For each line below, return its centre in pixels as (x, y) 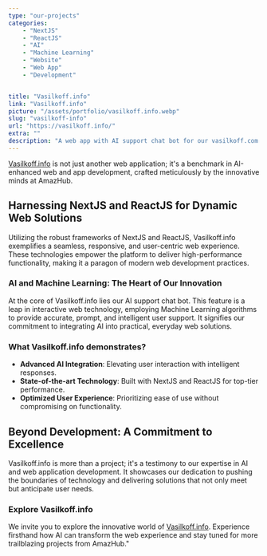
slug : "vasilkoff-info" (48, 119)
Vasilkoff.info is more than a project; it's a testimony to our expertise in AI (128, 463)
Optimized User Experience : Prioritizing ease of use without (119, 398)
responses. (38, 373)
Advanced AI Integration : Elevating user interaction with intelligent (130, 365)
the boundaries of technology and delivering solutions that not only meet (128, 480)
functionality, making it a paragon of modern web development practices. (129, 262)
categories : (28, 23)
